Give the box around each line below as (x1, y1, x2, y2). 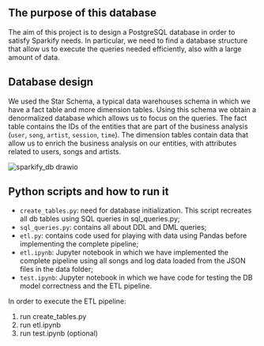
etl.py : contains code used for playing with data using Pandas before (19, 231, 247, 240)
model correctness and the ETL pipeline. (19, 281, 153, 291)
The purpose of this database (8, 6, 157, 20)
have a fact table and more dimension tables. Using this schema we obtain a (8, 104, 257, 114)
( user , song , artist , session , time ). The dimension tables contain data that (8, 130, 249, 139)
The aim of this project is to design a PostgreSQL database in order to (8, 27, 236, 36)
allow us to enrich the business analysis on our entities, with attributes (8, 138, 237, 148)
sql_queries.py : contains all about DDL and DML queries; (19, 223, 207, 232)
